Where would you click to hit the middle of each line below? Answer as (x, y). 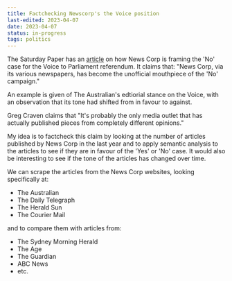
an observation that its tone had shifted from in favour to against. (100, 102)
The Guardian (37, 257)
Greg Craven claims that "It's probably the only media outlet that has (105, 116)
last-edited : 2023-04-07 (43, 20)
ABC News (33, 264)
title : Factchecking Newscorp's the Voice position (83, 14)
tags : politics (29, 40)
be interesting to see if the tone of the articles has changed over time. (107, 159)
